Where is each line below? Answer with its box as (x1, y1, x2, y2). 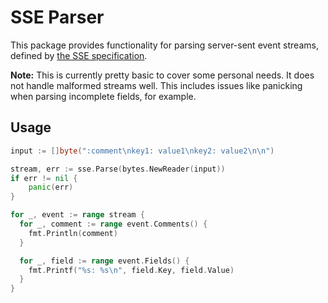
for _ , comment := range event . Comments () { (19, 219, 208, 229)
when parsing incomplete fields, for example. (10, 90, 197, 102)
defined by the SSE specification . (10, 49, 148, 61)
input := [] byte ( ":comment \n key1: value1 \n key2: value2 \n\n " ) (10, 146, 275, 156)
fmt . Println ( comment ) (28, 228, 118, 238)
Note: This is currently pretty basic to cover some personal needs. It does (10, 69, 315, 81)
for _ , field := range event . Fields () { (19, 256, 190, 266)
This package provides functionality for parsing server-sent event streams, (10, 39, 319, 51)
